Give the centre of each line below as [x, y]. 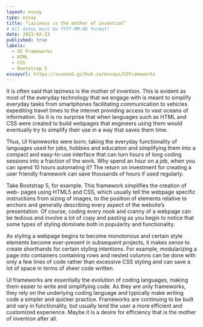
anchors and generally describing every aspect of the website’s [85, 205]
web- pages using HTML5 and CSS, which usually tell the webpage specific [101, 192]
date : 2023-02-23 [28, 35]
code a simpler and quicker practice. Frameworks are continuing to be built [100, 299]
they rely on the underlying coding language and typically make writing [95, 293]
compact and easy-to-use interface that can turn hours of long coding [94, 155]
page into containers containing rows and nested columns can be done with [101, 255]
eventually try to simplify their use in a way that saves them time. [87, 130]
